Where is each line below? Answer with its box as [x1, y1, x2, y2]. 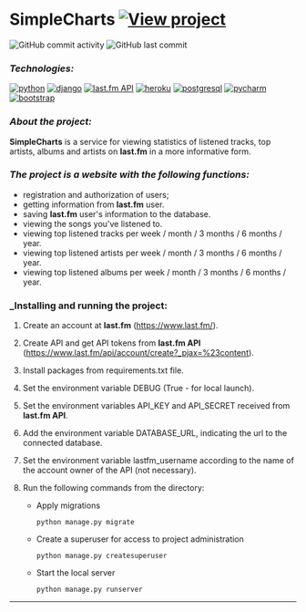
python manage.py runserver [36, 585, 143, 595]
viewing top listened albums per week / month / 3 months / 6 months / [22, 266, 287, 277]
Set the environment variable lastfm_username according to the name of [22, 455, 294, 466]
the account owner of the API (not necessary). [22, 465, 198, 476]
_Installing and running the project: [9, 299, 168, 312]
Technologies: [9, 62, 75, 75]
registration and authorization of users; [22, 189, 169, 200]
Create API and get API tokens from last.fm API [22, 337, 201, 348]
